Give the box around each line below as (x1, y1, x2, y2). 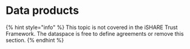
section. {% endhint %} (5, 36, 64, 44)
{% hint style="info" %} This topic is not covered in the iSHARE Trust (5, 24, 178, 31)
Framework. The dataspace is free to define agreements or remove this (5, 30, 184, 37)
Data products (5, 4, 80, 18)
